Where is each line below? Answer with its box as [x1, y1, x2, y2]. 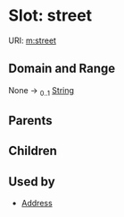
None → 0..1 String [8, 84, 75, 98]
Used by [8, 174, 55, 189]
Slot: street [8, 5, 93, 26]
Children [8, 143, 57, 159]
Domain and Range [8, 61, 116, 76]
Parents [8, 113, 53, 128]
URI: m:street [8, 35, 57, 46]
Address [21, 198, 53, 209]
